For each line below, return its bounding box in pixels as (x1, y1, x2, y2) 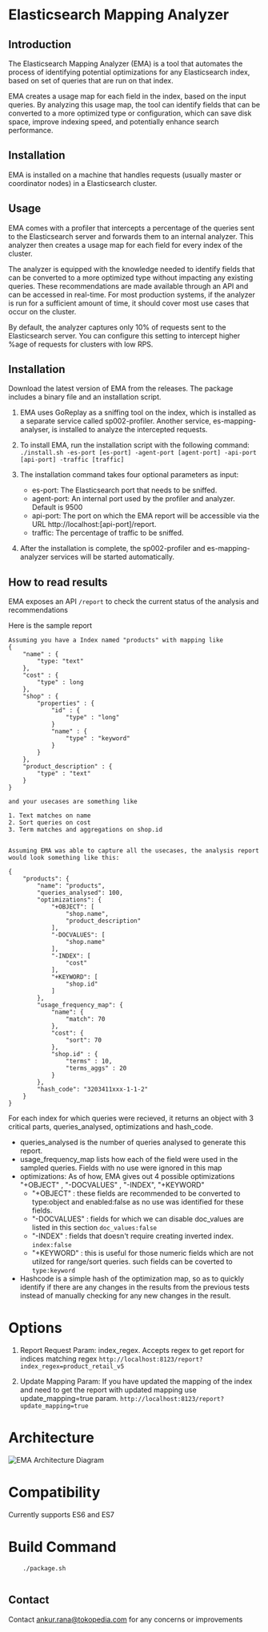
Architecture (8, 1429, 94, 1447)
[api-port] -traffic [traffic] (19, 456, 125, 464)
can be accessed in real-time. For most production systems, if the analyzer (8, 290, 256, 299)
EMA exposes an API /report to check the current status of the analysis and (8, 597, 259, 606)
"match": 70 (65, 1015, 106, 1023)
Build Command (8, 1538, 117, 1557)
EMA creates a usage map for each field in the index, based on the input (8, 91, 246, 101)
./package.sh (22, 1565, 66, 1573)
